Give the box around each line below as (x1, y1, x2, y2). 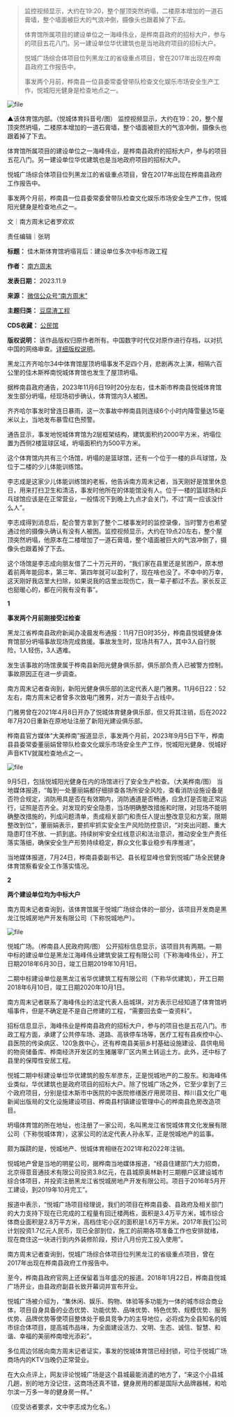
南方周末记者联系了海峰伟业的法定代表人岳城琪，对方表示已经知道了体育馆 (7, 998, 221, 1006)
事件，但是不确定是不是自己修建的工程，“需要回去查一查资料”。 (13, 1007, 196, 1014)
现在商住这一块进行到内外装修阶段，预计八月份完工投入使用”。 (7, 1235, 187, 1243)
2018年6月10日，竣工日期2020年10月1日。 (7, 983, 129, 991)
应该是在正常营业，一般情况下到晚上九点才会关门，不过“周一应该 (25, 495, 212, 503)
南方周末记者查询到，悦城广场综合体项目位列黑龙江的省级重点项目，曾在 (7, 1250, 214, 1258)
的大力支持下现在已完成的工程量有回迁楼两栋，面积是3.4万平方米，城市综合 (7, 1209, 224, 1217)
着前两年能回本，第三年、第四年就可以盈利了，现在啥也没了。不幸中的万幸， (7, 568, 227, 576)
